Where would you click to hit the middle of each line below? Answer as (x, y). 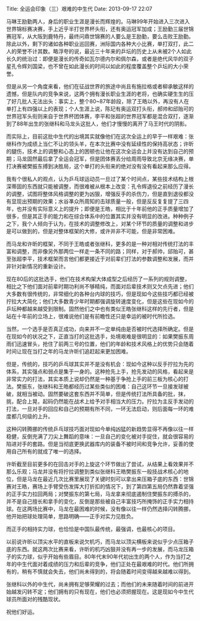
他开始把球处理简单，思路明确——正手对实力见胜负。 (71, 516)
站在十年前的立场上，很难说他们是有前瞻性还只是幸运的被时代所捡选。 (92, 316)
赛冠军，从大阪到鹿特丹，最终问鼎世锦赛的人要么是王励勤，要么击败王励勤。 (100, 36)
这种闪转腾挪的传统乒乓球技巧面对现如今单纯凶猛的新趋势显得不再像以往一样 (100, 429)
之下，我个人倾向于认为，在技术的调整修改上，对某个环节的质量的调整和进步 (100, 224)
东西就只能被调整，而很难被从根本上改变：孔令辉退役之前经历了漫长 (110, 186)
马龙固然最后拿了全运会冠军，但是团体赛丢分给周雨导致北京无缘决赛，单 (105, 159)
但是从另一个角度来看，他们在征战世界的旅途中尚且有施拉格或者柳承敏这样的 (100, 86)
